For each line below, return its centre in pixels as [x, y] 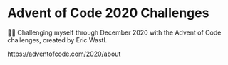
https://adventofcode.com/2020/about [64, 54]
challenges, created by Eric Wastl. [57, 40]
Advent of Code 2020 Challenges [108, 13]
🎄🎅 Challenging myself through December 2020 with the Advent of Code [114, 32]
